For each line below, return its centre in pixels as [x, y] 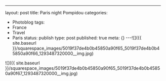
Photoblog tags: [28, 22]
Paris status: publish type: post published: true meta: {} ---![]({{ [77, 38]
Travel [19, 33]
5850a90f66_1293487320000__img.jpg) [53, 54]
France [20, 27]
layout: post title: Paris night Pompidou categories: [56, 13]
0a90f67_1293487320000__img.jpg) [41, 73]
